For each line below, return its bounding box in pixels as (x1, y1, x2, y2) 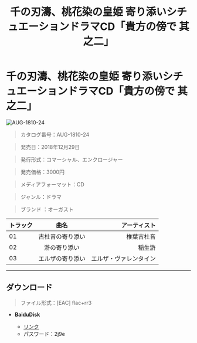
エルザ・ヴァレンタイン (91, 254, 157, 263)
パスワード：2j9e (23, 330, 66, 337)
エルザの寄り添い (38, 254, 86, 263)
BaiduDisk (14, 311, 40, 318)
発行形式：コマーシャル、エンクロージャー (20, 156, 123, 163)
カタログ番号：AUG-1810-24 (20, 131, 90, 138)
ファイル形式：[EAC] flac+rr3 (20, 299, 92, 306)
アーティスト (121, 221, 157, 229)
